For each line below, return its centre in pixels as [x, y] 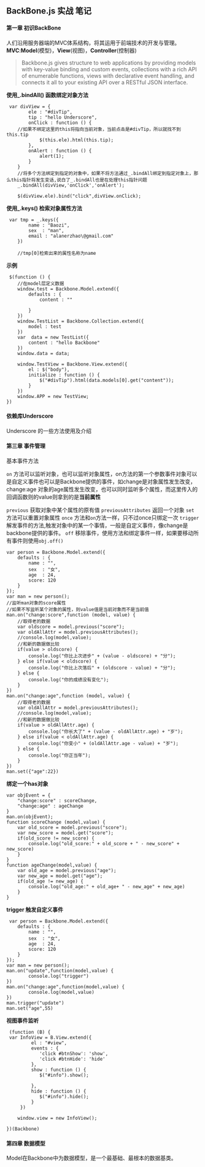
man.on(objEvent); [30, 817]
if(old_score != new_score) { [56, 838]
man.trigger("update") [35, 1003]
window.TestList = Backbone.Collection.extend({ [81, 321]
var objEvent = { [29, 795]
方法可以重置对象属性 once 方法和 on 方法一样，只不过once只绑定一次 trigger [103, 517]
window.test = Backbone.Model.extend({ [68, 289]
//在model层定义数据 [41, 283]
